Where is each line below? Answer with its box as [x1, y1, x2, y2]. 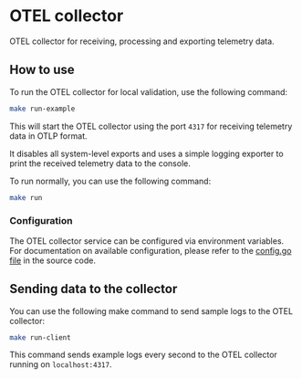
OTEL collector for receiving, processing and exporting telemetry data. [9, 36, 276, 47]
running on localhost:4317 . [9, 359, 112, 370]
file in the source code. [9, 255, 96, 266]
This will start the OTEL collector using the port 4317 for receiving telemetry [9, 121, 293, 132]
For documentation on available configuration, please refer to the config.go [9, 245, 292, 256]
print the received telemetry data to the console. [9, 157, 192, 169]
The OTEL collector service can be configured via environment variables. [9, 235, 285, 247]
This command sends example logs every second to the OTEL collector [9, 349, 278, 361]
